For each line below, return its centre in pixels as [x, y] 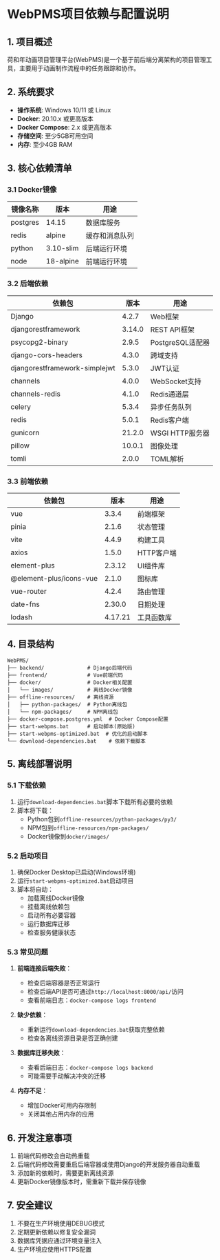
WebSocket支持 [176, 381]
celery [21, 406]
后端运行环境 [106, 248]
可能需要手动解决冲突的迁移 [67, 1076]
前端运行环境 [106, 261]
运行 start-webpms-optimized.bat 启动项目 [75, 881]
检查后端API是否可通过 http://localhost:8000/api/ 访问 [106, 992]
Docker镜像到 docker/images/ [68, 836]
